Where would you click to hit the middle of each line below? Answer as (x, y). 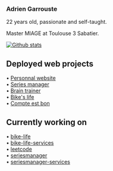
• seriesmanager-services (38, 161)
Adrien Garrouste (32, 9)
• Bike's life (20, 97)
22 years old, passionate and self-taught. (56, 22)
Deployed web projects (50, 63)
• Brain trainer (23, 91)
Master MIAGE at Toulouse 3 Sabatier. (53, 33)
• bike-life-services (30, 142)
